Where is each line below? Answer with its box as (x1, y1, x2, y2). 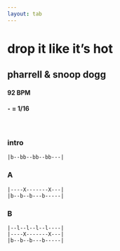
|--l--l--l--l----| (7, 224, 65, 231)
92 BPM (7, 88, 31, 97)
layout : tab (7, 10, 42, 18)
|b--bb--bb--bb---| (7, 154, 65, 161)
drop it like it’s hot (7, 40, 114, 56)
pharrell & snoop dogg (7, 68, 107, 81)
